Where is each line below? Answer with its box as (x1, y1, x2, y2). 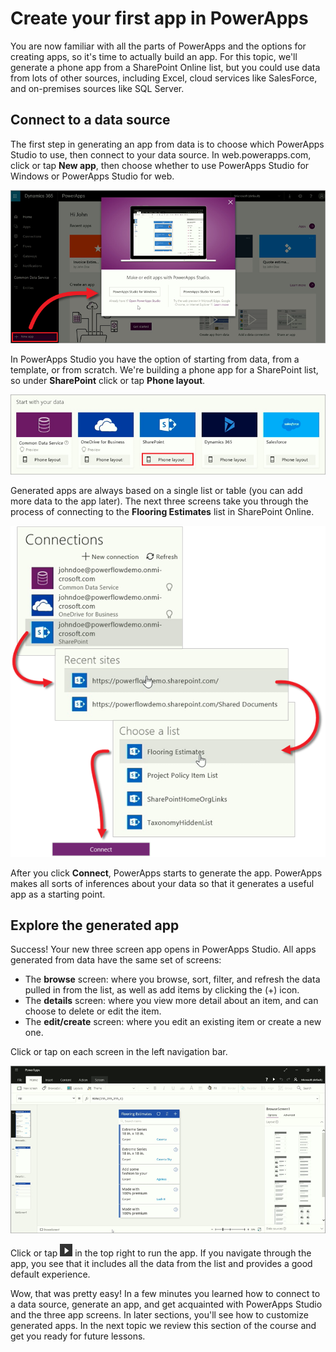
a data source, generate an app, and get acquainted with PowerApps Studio (10, 1298, 323, 1311)
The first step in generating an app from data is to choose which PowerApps (10, 138, 325, 150)
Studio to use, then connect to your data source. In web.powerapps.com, (10, 148, 312, 161)
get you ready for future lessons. (10, 1330, 146, 1342)
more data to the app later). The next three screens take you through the (10, 495, 309, 507)
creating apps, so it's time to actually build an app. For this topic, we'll (10, 50, 298, 62)
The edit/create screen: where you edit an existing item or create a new (24, 1016, 322, 1028)
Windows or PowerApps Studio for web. (10, 170, 175, 182)
